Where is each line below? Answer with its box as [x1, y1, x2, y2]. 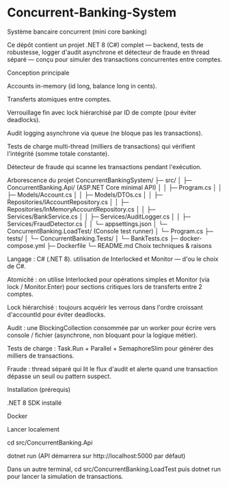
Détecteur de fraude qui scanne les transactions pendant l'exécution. [7, 162, 202, 171]
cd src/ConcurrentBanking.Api [7, 438, 93, 447]
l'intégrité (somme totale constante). [7, 149, 109, 158]
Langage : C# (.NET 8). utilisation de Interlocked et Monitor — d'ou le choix [7, 255, 219, 263]
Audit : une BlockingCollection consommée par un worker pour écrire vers [7, 323, 217, 332]
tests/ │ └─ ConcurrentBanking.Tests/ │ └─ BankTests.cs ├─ [7, 234, 179, 242]
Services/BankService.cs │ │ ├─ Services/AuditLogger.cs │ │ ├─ [7, 212, 191, 221]
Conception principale [7, 68, 70, 77]
